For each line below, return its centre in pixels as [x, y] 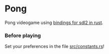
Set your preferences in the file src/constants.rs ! [54, 46]
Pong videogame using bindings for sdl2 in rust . [54, 22]
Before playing [23, 35]
